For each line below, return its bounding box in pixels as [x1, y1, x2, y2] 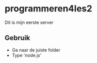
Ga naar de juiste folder [11, 47, 60, 53]
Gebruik [4, 34, 30, 42]
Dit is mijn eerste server [4, 19, 53, 25]
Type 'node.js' [11, 52, 42, 58]
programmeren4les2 [4, 3, 92, 14]
